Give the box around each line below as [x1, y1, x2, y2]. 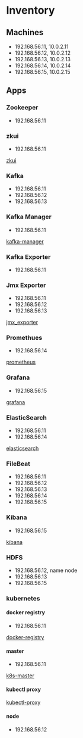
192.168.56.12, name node [14, 567, 78, 574]
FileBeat [6, 459, 31, 468]
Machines [6, 27, 44, 37]
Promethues [6, 334, 43, 342]
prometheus [6, 358, 36, 366]
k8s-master [6, 672, 34, 679]
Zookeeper [6, 104, 39, 112]
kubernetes [6, 594, 40, 602]
